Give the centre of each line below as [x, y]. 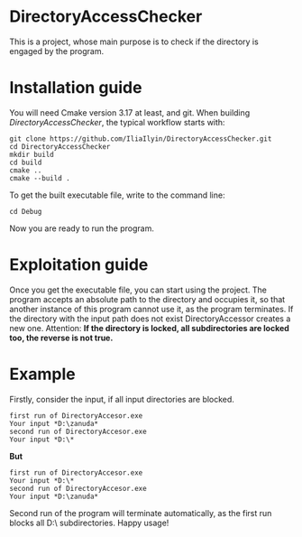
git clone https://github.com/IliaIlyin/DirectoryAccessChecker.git [141, 139]
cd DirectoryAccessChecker [60, 146]
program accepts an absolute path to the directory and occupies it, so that [147, 299]
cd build [26, 162]
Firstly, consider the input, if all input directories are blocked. [122, 399]
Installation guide [76, 88]
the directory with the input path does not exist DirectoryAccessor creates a [150, 319]
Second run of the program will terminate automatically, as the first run [141, 513]
